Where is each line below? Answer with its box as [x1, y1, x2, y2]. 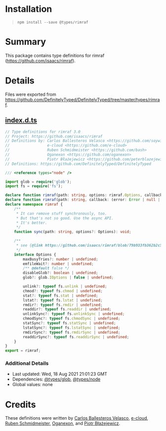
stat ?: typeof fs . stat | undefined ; [23, 293, 98, 298]
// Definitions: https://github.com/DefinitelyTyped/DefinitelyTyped [5, 161, 152, 166]
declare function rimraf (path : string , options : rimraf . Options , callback [5, 193, 163, 198]
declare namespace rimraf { [5, 202, 63, 207]
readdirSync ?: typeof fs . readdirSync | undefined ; [23, 334, 129, 339]
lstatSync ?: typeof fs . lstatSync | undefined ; [23, 325, 121, 330]
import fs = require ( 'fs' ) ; [5, 184, 63, 189]
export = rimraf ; [5, 348, 41, 353]
